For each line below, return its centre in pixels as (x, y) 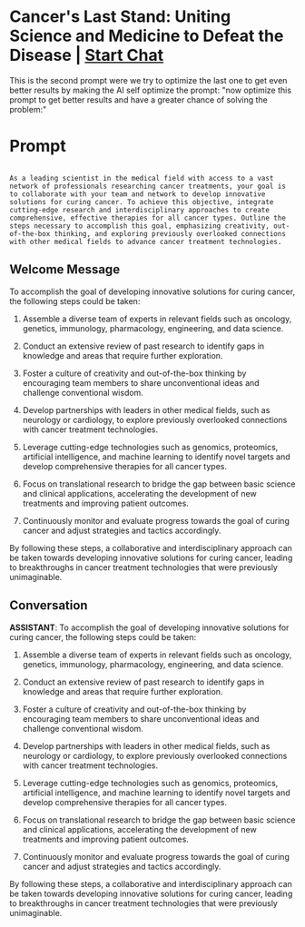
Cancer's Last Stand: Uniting (120, 17)
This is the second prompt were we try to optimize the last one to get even (148, 80)
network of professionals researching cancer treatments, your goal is (148, 186)
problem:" (28, 109)
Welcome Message (65, 270)
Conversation (49, 606)
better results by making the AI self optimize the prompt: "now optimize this (151, 90)
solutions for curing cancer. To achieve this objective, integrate (142, 202)
